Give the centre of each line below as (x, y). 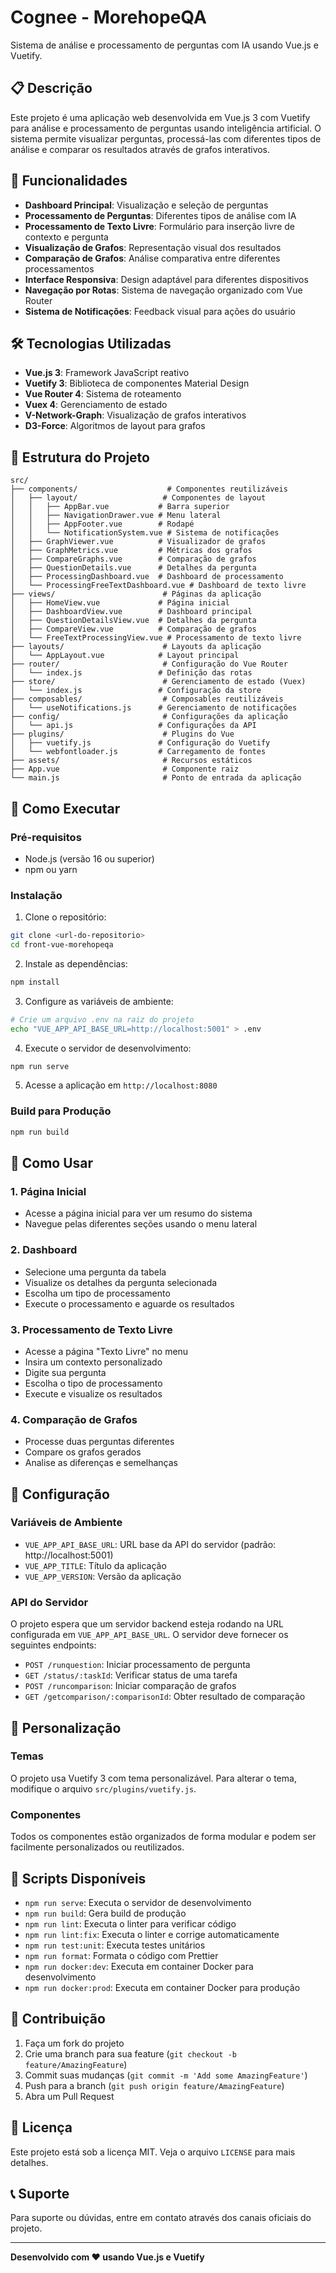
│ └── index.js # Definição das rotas (131, 673)
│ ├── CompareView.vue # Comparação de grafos (133, 629)
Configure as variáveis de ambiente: (99, 1001)
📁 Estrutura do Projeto (80, 457)
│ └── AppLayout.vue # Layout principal (125, 656)
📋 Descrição (51, 88)
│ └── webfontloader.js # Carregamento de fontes (138, 752)
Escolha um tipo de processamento (97, 1293)
